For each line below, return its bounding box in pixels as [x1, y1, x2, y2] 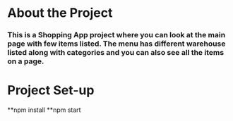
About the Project [7, 5, 113, 21]
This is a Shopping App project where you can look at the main [7, 30, 226, 40]
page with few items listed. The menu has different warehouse [7, 39, 226, 49]
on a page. [7, 56, 44, 66]
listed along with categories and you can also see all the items [7, 48, 225, 58]
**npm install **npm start [7, 106, 81, 114]
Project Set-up [7, 82, 95, 98]
